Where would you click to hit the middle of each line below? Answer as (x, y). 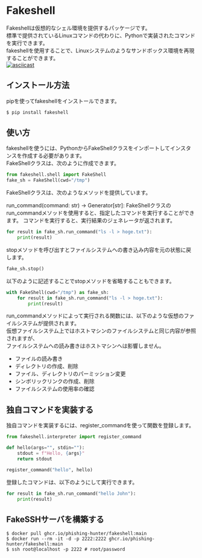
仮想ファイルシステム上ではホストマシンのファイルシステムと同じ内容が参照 (101, 331)
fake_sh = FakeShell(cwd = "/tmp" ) (48, 180)
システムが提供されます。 (48, 324)
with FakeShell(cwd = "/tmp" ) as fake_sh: (58, 292)
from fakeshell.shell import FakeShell (56, 175)
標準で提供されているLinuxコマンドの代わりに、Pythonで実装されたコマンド (101, 35)
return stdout (35, 459)
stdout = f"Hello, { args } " (51, 453)
